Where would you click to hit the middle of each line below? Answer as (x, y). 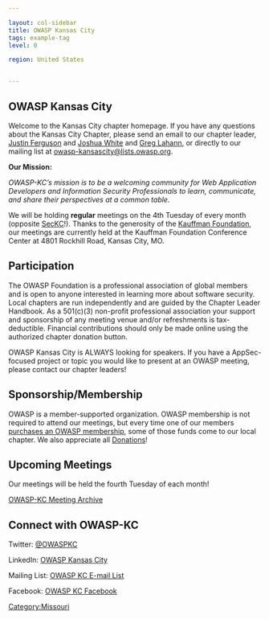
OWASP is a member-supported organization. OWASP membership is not (129, 414)
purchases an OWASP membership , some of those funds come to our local (132, 431)
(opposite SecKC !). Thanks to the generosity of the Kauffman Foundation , (130, 223)
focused (22, 361)
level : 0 (23, 45)
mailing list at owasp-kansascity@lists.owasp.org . (91, 151)
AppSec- (247, 352)
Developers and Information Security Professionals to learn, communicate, (132, 191)
